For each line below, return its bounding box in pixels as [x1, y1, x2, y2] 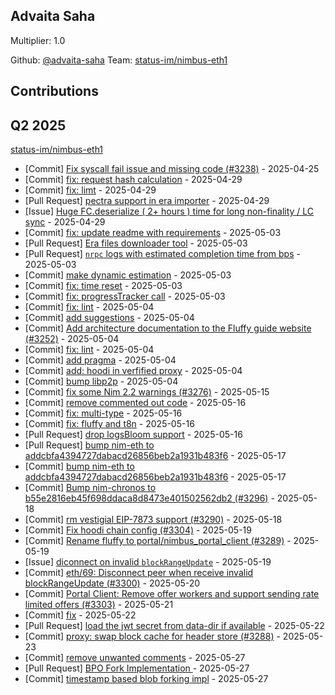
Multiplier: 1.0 [10, 34, 66, 46]
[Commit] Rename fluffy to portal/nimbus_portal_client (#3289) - [24, 535, 292, 547]
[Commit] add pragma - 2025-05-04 [24, 354, 177, 366]
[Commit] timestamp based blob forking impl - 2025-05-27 [24, 673, 269, 685]
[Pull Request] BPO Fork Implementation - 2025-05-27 [24, 662, 250, 674]
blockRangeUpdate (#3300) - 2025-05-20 [24, 577, 201, 589]
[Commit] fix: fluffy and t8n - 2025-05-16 [24, 418, 195, 430]
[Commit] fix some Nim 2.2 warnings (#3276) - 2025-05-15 [24, 386, 270, 398]
